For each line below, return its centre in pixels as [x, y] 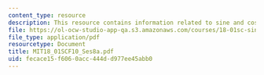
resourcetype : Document [47, 45]
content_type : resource [47, 15]
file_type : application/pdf [54, 37]
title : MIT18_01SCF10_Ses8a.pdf [61, 52]
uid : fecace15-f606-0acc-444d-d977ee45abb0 [81, 59]
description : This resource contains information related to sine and [126, 23]
